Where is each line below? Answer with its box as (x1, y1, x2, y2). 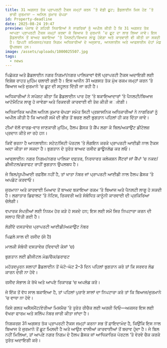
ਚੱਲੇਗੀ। (5, 198, 19, 204)
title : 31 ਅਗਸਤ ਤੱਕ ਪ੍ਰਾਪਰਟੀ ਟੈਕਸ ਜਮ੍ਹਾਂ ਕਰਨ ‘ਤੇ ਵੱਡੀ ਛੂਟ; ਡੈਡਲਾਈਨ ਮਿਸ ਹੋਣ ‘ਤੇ (5, 7, 154, 12)
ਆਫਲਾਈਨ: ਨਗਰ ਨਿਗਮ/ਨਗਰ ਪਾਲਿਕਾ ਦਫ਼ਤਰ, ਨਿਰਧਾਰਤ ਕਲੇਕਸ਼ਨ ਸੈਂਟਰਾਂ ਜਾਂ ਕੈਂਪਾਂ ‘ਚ (5, 156, 147, 162)
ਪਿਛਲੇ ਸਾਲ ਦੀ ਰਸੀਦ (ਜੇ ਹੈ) (5, 234, 51, 240)
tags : (5, 53, 16, 59)
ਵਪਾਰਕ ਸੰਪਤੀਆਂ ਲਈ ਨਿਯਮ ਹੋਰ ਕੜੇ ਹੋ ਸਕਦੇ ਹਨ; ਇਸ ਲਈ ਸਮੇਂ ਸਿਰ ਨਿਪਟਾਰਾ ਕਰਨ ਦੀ (5, 208, 152, 214)
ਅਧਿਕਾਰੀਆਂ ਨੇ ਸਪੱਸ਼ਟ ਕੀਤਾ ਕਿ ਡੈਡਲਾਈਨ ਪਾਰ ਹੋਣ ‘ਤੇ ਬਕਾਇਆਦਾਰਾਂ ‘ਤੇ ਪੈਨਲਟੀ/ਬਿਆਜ (5, 93, 153, 99)
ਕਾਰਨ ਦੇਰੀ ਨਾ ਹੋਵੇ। (5, 269, 38, 275)
